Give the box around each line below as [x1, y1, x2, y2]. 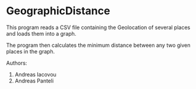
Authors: [6, 59, 27, 66]
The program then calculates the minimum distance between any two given [6, 42, 191, 49]
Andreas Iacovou [14, 71, 56, 78]
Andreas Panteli [14, 77, 54, 84]
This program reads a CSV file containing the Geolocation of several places [6, 24, 191, 31]
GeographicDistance [6, 4, 110, 18]
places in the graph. [6, 47, 55, 55]
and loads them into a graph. [6, 30, 77, 37]
